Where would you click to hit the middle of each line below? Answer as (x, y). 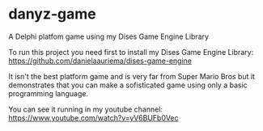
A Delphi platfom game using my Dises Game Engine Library (108, 36)
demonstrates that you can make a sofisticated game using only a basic (128, 85)
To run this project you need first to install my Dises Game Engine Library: (131, 52)
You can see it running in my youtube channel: (86, 109)
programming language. (49, 93)
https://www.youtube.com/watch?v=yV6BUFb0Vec (93, 117)
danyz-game (53, 14)
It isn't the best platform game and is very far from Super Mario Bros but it (131, 76)
